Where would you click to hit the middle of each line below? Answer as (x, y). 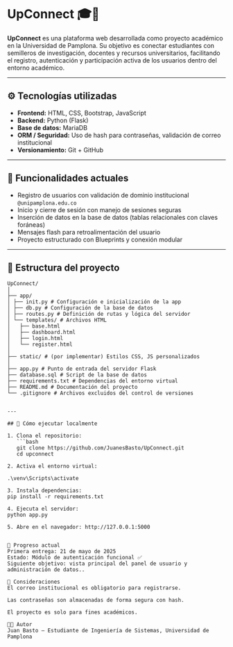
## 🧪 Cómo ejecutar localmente (52, 424)
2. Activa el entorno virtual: (52, 466)
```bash (27, 442)
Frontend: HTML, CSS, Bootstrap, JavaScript (82, 113)
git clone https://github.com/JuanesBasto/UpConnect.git (101, 448)
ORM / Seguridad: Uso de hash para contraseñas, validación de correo (119, 135)
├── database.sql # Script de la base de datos (77, 375)
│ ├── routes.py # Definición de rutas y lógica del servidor (99, 314)
